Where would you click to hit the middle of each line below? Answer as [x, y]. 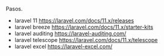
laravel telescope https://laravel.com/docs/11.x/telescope [86, 40]
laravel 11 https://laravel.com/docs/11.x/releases [74, 20]
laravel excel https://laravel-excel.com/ [63, 46]
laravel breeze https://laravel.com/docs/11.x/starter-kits [84, 27]
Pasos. [14, 9]
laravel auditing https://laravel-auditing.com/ [70, 33]
